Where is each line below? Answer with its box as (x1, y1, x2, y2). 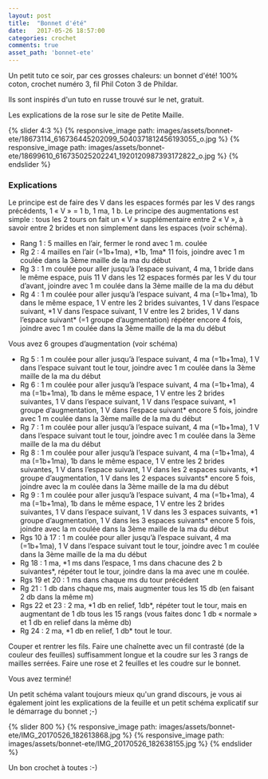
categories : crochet (8, 34, 77, 42)
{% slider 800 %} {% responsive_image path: (8, 722, 158, 732)
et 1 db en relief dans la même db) (19, 618, 132, 627)
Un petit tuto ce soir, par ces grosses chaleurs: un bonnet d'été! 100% (8, 71, 238, 80)
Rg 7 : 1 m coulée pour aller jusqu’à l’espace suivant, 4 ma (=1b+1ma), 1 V (19, 423, 260, 432)
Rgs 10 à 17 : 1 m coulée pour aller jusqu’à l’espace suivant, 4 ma (19, 533, 231, 543)
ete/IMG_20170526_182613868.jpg (8, 730, 121, 740)
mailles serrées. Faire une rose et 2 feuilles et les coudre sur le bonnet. (8, 658, 242, 668)
